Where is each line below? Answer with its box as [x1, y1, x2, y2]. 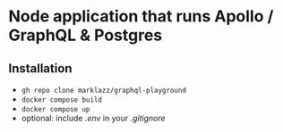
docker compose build [21, 95, 102, 104]
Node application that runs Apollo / [8, 6, 274, 27]
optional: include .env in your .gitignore [21, 113, 167, 123]
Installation [8, 61, 73, 76]
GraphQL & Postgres [8, 25, 163, 45]
